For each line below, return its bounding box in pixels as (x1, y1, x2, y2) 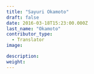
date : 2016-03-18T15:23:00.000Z (6, 20, 88, 26)
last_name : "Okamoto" (6, 25, 61, 32)
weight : (6, 58, 26, 65)
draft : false (6, 14, 39, 20)
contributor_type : (6, 31, 53, 37)
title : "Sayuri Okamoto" (6, 8, 69, 15)
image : (6, 43, 23, 49)
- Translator (12, 37, 45, 43)
